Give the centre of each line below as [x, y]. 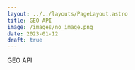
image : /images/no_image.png [50, 27]
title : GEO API [30, 21]
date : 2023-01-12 [33, 34]
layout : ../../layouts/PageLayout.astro [68, 14]
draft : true [25, 40]
